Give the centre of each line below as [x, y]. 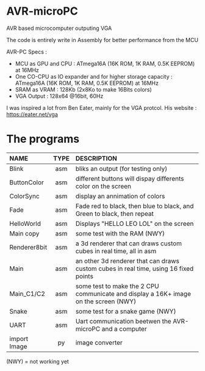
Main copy [24, 233]
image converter [99, 342]
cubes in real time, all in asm [116, 251]
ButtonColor [27, 182]
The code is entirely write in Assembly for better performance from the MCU [103, 40]
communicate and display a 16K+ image [133, 294]
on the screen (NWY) [106, 301]
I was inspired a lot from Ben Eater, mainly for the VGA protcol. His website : [102, 107]
